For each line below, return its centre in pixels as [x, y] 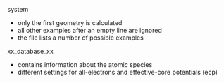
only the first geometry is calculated [70, 23]
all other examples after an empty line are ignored [89, 30]
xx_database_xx [31, 51]
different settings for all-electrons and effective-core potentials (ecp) [118, 72]
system [18, 9]
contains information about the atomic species [85, 65]
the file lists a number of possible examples [81, 38]
